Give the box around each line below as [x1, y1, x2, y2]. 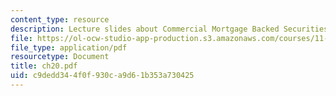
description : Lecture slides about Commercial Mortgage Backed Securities [10, 24, 329, 34]
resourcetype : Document [10, 52, 110, 62]
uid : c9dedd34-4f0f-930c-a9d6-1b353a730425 [10, 71, 195, 81]
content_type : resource [10, 14, 110, 25]
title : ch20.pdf [10, 61, 78, 71]
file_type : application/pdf [10, 42, 128, 53]
